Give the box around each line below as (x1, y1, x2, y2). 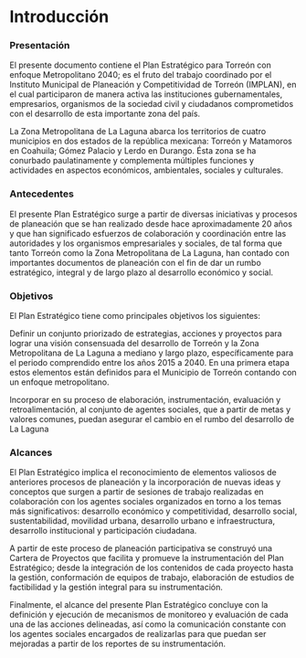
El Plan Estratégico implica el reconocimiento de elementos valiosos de (9, 467, 277, 478)
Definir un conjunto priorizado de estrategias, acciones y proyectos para (9, 328, 282, 339)
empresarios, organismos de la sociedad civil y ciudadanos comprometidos (9, 99, 294, 110)
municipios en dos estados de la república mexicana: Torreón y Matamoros (9, 135, 292, 147)
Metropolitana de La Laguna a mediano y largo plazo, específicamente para (9, 347, 294, 358)
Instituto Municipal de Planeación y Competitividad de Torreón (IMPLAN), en (9, 80, 297, 90)
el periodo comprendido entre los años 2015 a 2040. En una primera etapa (9, 357, 290, 368)
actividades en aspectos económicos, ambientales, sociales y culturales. (9, 164, 284, 175)
